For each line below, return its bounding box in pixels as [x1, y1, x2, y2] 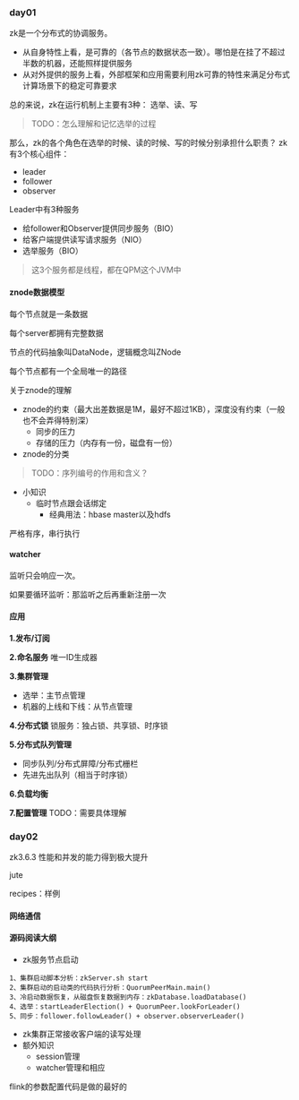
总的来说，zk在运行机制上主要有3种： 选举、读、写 [9, 99, 198, 110]
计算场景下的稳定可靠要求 [21, 81, 117, 91]
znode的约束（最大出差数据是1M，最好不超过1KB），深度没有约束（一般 [21, 403, 286, 414]
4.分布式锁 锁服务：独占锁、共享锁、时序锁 [9, 719, 168, 731]
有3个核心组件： [9, 149, 70, 159]
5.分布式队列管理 [9, 739, 73, 750]
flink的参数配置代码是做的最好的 [9, 1081, 127, 1092]
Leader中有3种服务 [9, 204, 80, 215]
